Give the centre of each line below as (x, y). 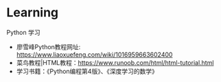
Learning (33, 13)
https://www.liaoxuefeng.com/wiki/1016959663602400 (94, 54)
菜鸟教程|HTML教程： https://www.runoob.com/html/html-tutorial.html (115, 62)
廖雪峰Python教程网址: (48, 46)
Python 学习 (23, 32)
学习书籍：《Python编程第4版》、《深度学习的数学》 (87, 71)
